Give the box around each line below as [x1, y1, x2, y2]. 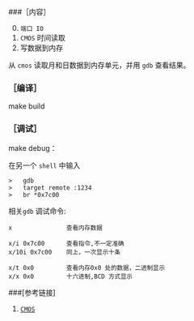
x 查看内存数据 [8, 224, 103, 232]
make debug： [8, 143, 57, 152]
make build [8, 101, 45, 111]
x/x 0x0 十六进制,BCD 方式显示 [8, 272, 133, 280]
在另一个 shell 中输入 [8, 160, 81, 170]
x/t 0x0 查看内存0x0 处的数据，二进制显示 [8, 263, 166, 272]
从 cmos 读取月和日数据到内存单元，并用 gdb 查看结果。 [8, 60, 191, 70]
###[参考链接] [8, 287, 56, 297]
